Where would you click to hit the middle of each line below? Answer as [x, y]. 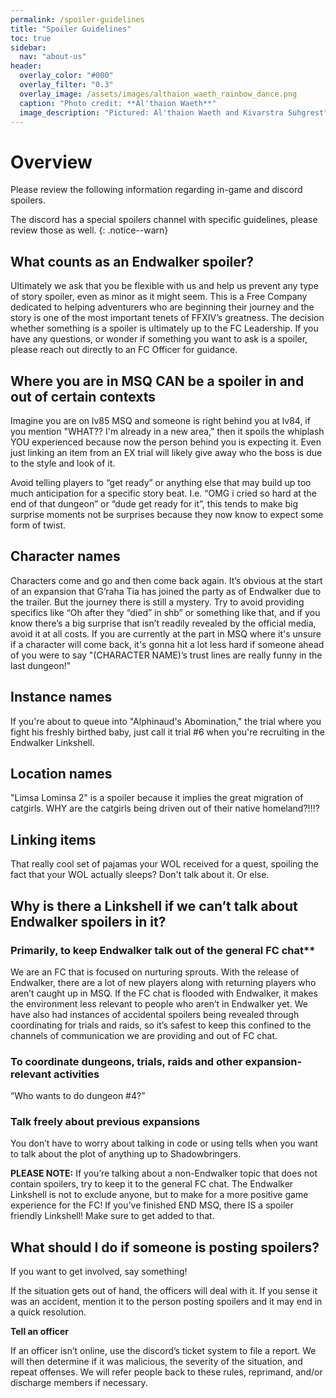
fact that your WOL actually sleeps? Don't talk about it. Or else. [140, 875]
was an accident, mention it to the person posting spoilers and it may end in [166, 1302]
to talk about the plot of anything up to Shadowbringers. [126, 1154]
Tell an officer [39, 1332]
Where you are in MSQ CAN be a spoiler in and [157, 381]
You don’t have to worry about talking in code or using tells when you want [164, 1143]
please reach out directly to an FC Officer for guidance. [124, 350]
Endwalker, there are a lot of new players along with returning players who [163, 982]
